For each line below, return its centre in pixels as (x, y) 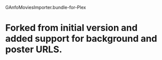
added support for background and (81, 39)
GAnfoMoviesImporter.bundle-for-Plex (46, 7)
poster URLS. (34, 50)
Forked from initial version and (72, 28)
